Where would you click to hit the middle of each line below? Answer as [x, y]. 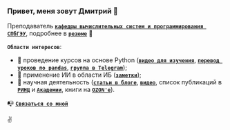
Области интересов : [35, 47]
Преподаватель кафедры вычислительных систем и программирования [105, 26]
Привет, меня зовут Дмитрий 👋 [63, 11]
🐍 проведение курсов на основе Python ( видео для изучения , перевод [118, 60]
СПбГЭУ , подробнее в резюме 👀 [50, 33]
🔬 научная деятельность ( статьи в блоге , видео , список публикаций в [119, 82]
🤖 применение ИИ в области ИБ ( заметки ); [79, 75]
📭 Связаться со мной [38, 104]
